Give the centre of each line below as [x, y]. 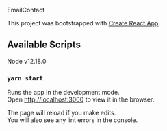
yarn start [25, 78]
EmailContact [26, 10]
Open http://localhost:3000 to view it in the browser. [81, 99]
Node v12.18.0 [27, 61]
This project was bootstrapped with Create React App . [84, 23]
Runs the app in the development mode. [63, 93]
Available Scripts [44, 45]
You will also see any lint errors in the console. [73, 120]
